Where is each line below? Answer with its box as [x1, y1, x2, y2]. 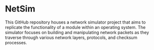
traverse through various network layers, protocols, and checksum [5, 35, 138, 40]
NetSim [5, 3, 35, 14]
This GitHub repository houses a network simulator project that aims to [5, 19, 146, 25]
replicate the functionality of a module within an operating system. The [5, 24, 146, 30]
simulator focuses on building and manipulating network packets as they [5, 29, 149, 35]
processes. [5, 39, 28, 45]
